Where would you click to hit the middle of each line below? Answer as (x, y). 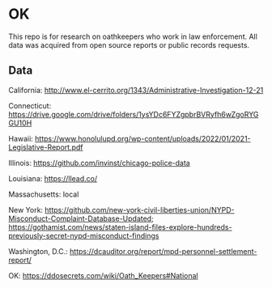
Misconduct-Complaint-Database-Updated (80, 218)
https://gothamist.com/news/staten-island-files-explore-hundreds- (120, 227)
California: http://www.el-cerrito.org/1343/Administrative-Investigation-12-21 (136, 90)
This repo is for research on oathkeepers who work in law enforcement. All (133, 36)
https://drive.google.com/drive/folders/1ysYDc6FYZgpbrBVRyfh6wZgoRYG (134, 114)
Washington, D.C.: (38, 251)
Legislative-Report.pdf (46, 147)
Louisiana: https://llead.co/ (53, 178)
